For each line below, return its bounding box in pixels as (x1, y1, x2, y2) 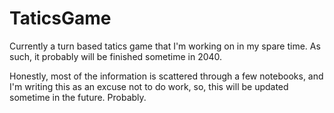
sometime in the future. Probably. (9, 91, 147, 103)
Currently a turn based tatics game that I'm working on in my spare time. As (9, 40, 321, 52)
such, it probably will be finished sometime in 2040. (9, 50, 223, 62)
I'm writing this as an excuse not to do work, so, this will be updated (9, 80, 289, 92)
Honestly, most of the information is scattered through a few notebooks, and (9, 70, 324, 82)
